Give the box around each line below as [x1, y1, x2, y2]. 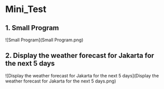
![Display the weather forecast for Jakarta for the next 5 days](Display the [5, 72, 159, 78]
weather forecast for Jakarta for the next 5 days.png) [5, 78, 116, 84]
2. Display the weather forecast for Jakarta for [5, 51, 154, 60]
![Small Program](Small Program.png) [5, 37, 84, 43]
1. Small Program [5, 24, 59, 32]
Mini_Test [5, 4, 47, 15]
